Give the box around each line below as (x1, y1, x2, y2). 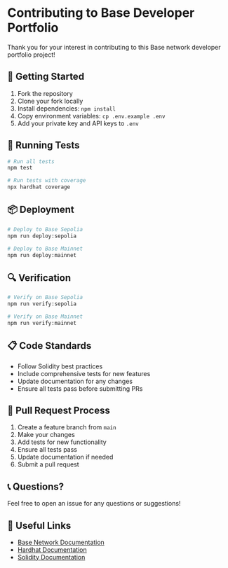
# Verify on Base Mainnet (7, 313, 83, 320)
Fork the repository (17, 89, 74, 97)
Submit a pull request (17, 460, 79, 469)
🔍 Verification (7, 272, 72, 284)
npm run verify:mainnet (7, 319, 77, 326)
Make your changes (17, 431, 75, 439)
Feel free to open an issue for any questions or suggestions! (7, 499, 181, 508)
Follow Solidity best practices (17, 362, 103, 370)
